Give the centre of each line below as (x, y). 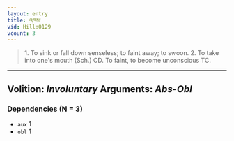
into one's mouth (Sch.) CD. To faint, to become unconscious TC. (117, 61)
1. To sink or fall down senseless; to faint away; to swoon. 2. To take (122, 53)
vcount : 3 (22, 33)
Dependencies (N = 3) (45, 109)
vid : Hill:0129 (29, 27)
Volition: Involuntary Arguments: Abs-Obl (100, 89)
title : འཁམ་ (24, 20)
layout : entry (28, 14)
